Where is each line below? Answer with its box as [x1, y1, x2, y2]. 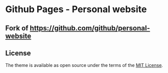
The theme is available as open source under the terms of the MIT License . [5, 62, 163, 68]
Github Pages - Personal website [5, 4, 147, 15]
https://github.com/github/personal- [30, 24, 150, 32]
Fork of [5, 24, 29, 32]
